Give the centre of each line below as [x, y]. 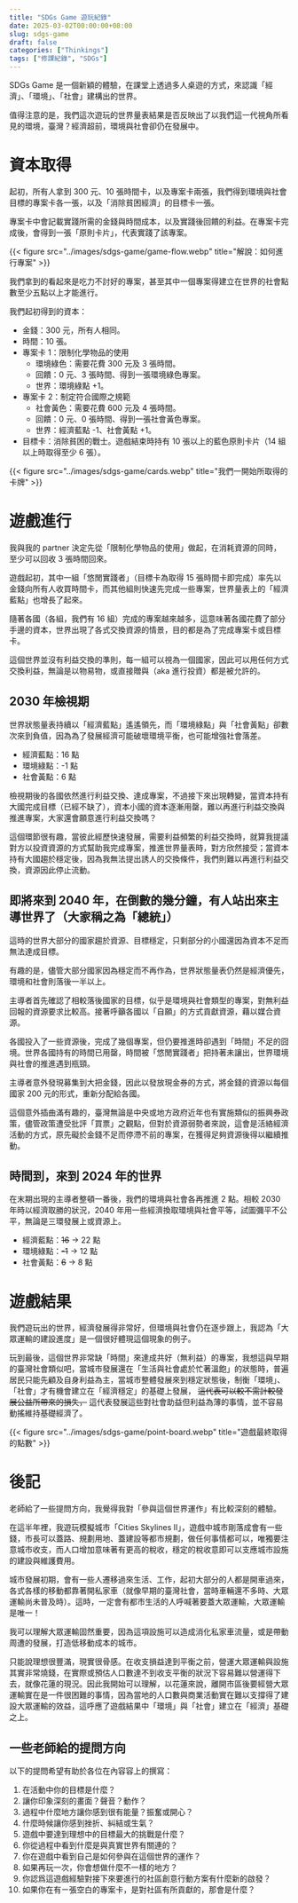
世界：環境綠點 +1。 [72, 385]
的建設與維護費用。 [44, 1561]
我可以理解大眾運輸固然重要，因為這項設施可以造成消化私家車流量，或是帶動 [149, 1632]
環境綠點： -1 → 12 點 [60, 1252]
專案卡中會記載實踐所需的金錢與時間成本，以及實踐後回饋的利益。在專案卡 [145, 221]
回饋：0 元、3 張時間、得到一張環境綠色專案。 [120, 375]
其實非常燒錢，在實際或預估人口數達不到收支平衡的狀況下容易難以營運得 [141, 1673]
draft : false [33, 42]
